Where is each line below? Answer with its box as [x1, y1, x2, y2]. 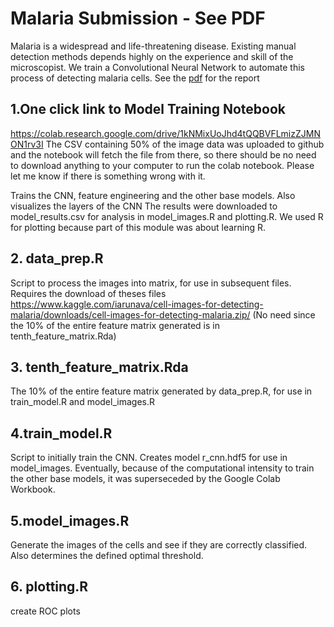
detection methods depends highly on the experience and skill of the [10, 50, 294, 62]
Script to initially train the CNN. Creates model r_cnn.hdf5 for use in [10, 452, 288, 464]
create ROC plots [10, 605, 81, 617]
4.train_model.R [10, 425, 113, 442]
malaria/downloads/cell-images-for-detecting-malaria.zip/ [10, 308, 251, 321]
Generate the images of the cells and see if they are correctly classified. [10, 539, 308, 551]
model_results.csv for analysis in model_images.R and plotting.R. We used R [10, 210, 324, 222]
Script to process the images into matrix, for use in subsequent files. [10, 277, 292, 289]
